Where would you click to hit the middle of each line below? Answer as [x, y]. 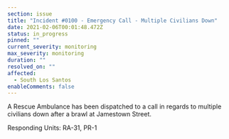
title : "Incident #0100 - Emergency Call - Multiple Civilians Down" [113, 21]
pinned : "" [23, 40]
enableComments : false [41, 87]
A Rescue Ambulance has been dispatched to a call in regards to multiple [114, 106]
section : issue [30, 14]
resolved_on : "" [31, 67]
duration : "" [27, 60]
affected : [22, 73]
